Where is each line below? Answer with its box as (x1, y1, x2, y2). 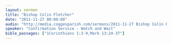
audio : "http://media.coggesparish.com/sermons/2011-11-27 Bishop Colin (5, 21, 164, 27)
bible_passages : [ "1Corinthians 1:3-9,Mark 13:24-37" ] (5, 31, 125, 36)
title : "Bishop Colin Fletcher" (5, 12, 74, 17)
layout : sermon (5, 7, 38, 13)
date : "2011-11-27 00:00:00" (5, 17, 68, 22)
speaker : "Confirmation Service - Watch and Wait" (5, 26, 116, 31)
